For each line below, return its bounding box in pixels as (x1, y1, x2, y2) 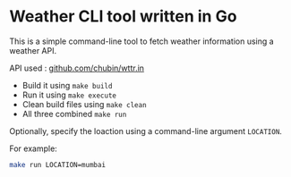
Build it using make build (21, 80, 113, 90)
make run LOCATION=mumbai (9, 160, 106, 169)
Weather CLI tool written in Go (9, 6, 237, 27)
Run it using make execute (21, 89, 116, 100)
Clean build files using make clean (21, 98, 147, 109)
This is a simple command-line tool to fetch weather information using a (9, 36, 275, 46)
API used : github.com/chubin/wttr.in (9, 63, 145, 73)
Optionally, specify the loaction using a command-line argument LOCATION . (9, 125, 282, 136)
